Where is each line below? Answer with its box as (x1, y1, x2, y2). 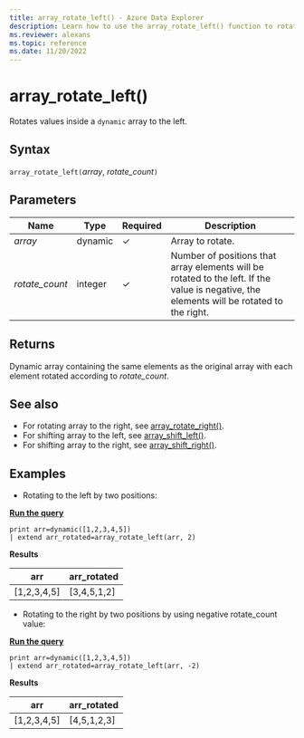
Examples (9, 465, 66, 481)
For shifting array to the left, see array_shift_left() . (22, 430, 206, 441)
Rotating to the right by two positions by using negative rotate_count (22, 609, 278, 620)
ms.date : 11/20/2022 (9, 47, 88, 56)
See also (9, 396, 59, 412)
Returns (9, 337, 56, 352)
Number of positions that (170, 249, 277, 262)
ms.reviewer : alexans (9, 30, 91, 39)
